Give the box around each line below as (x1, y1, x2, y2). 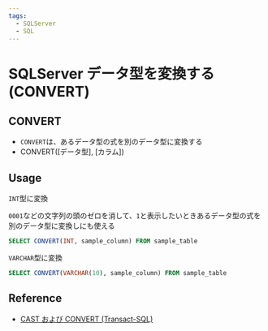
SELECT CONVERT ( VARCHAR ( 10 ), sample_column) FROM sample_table (8, 269, 227, 277)
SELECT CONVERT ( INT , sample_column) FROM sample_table (8, 237, 198, 246)
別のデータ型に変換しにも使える (8, 221, 115, 231)
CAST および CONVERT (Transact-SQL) (19, 314, 153, 324)
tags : (8, 11, 27, 20)
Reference (8, 291, 63, 305)
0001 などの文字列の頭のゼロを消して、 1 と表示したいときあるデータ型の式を (8, 211, 262, 221)
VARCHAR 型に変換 (8, 253, 63, 263)
